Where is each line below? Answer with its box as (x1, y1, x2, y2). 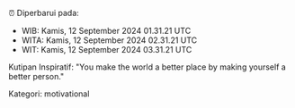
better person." (8, 71, 65, 81)
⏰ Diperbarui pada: (8, 8, 80, 18)
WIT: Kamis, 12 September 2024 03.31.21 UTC (21, 45, 192, 54)
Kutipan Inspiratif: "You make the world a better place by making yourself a (8, 62, 287, 72)
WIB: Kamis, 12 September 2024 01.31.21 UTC (21, 26, 192, 36)
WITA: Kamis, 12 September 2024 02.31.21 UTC (21, 35, 198, 46)
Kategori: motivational (8, 88, 90, 99)
